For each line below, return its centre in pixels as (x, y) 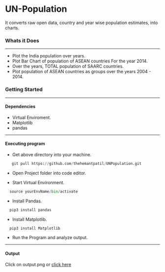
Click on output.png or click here (38, 264)
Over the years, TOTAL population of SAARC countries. (68, 66)
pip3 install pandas (30, 210)
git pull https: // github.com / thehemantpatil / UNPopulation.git (76, 163)
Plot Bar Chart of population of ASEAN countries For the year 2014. (80, 61)
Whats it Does (22, 40)
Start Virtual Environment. (38, 182)
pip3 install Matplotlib (35, 228)
